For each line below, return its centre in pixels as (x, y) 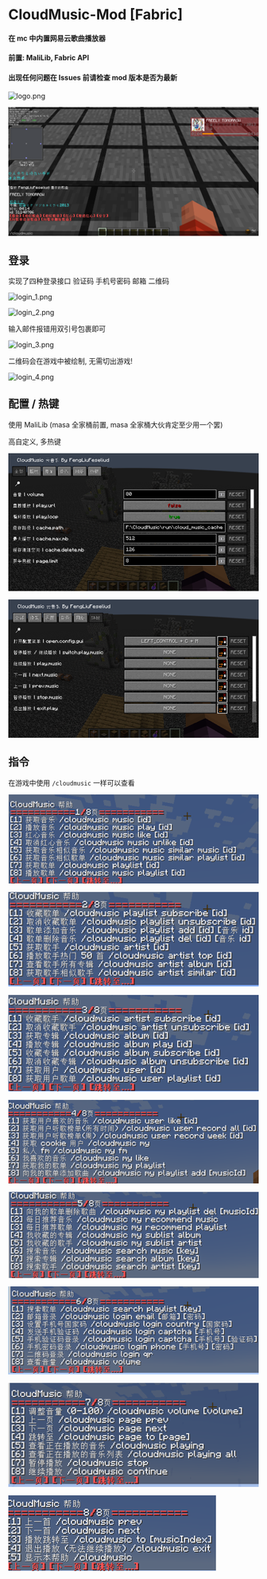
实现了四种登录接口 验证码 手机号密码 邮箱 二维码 (89, 281)
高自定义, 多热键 (35, 441)
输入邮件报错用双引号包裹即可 (57, 329)
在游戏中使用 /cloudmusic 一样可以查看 (72, 782)
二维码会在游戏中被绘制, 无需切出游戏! (70, 361)
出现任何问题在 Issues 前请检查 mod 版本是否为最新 (93, 77)
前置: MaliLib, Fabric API (49, 58)
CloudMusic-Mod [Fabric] (96, 15)
